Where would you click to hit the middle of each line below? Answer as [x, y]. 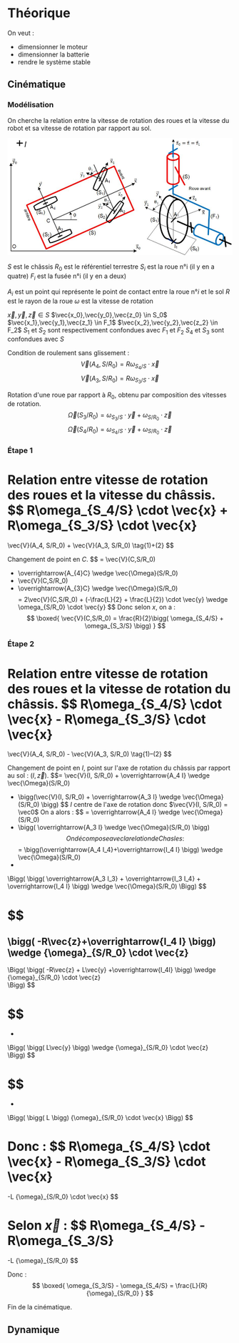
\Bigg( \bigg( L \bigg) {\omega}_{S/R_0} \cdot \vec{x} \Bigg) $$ [101, 1118]
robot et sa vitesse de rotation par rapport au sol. [80, 128]
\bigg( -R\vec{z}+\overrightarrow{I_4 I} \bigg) [112, 941]
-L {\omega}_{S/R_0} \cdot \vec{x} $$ [63, 1197]
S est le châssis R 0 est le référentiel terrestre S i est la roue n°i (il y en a [111, 267]
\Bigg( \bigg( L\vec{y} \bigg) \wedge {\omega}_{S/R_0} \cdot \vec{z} [108, 1048]
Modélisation [31, 105]
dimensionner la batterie [54, 54]
